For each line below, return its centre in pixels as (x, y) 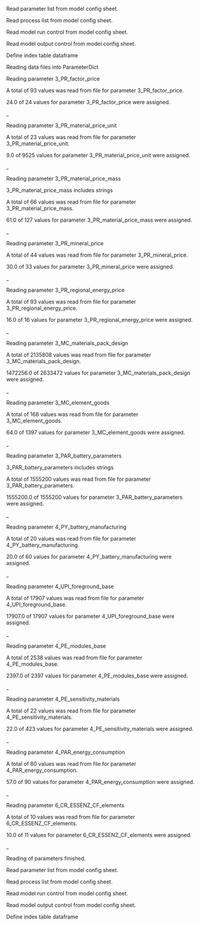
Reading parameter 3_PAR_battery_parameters (64, 456)
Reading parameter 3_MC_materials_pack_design (67, 343)
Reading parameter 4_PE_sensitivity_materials (63, 699)
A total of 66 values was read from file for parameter (71, 202)
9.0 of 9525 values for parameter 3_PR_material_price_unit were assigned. (98, 155)
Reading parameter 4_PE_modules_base (56, 646)
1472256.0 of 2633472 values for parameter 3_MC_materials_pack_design (98, 373)
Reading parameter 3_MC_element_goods (58, 403)
